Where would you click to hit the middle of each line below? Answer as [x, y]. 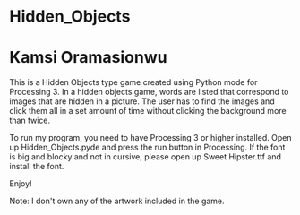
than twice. [30, 120]
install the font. [37, 167]
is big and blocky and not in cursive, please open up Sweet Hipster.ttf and [146, 157]
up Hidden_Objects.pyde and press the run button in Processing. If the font [147, 147]
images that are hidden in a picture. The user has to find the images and [142, 101]
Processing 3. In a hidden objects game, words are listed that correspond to [149, 92]
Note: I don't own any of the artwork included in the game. [117, 201]
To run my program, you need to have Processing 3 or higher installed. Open [150, 138]
